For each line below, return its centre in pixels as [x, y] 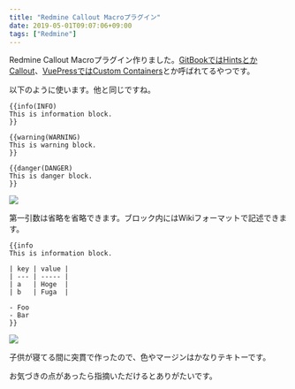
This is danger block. [51, 176]
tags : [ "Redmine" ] [43, 34]
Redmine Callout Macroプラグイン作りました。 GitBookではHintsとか [133, 60]
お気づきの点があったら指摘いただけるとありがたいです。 [113, 376]
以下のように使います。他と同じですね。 [83, 90]
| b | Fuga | [39, 293]
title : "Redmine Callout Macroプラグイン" [85, 17]
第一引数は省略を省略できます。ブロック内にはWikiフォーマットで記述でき [144, 218]
